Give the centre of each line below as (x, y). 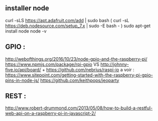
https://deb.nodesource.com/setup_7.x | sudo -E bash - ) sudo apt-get (78, 26)
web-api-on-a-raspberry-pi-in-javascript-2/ (51, 113)
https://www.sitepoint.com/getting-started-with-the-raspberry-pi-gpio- (79, 75)
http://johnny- (115, 64)
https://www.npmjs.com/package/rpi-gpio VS (52, 64)
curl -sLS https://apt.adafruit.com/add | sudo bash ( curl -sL (67, 20)
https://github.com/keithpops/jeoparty (80, 80)
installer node (27, 8)
